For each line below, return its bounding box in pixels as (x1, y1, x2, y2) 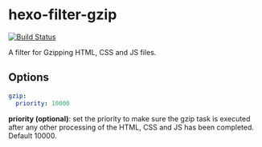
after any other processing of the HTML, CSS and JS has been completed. (8, 122, 255, 132)
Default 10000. (8, 130, 58, 141)
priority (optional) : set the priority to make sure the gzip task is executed (8, 113, 251, 123)
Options (8, 70, 50, 85)
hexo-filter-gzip (8, 6, 117, 24)
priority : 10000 (15, 99, 70, 107)
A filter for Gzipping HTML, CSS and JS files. (8, 47, 157, 57)
